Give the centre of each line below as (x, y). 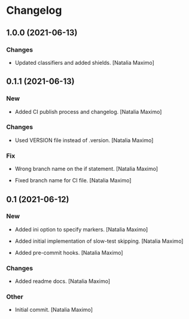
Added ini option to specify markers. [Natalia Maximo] (81, 229)
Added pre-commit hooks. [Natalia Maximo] (69, 252)
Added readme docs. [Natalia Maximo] (63, 281)
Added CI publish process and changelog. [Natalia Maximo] (88, 112)
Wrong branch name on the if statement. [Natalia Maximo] (86, 169)
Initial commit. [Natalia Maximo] (54, 310)
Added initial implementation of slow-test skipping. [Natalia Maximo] (99, 241)
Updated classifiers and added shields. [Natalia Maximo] (84, 62)
